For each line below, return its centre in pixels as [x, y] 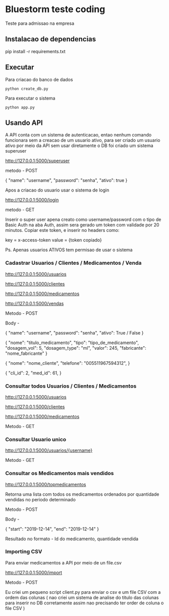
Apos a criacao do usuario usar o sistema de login [57, 190]
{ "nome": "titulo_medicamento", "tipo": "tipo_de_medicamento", [72, 343]
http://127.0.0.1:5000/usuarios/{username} [49, 450]
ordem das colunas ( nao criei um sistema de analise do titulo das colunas [82, 597]
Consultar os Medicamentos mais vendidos [60, 473]
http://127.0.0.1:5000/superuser [38, 161]
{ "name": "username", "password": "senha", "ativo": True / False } [74, 333]
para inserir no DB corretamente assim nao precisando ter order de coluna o [84, 603]
